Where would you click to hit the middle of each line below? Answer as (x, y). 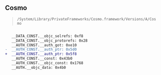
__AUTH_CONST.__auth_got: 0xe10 (44, 45)
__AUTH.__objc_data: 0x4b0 (39, 67)
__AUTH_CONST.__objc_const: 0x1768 (47, 63)
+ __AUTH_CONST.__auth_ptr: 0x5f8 (41, 54)
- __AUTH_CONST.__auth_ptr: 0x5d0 (41, 50)
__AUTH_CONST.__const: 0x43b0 (42, 59)
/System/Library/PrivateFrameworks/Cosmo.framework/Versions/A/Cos (86, 19)
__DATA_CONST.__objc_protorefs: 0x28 (50, 41)
